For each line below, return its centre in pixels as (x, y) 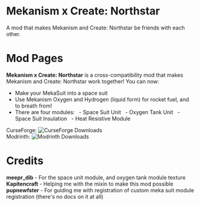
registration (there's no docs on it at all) (55, 196)
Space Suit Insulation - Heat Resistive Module (72, 118)
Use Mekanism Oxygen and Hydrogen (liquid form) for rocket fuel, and (102, 99)
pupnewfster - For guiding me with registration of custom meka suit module (100, 190)
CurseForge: (22, 130)
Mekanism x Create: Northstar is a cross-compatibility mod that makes (95, 75)
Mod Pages (35, 59)
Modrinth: (18, 136)
